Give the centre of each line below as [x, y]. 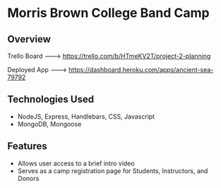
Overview [29, 39]
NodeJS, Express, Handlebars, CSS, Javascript [86, 116]
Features [27, 146]
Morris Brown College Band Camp [108, 13]
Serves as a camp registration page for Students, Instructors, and [113, 170]
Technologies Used [50, 99]
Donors [28, 178]
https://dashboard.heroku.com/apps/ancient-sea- [141, 70]
